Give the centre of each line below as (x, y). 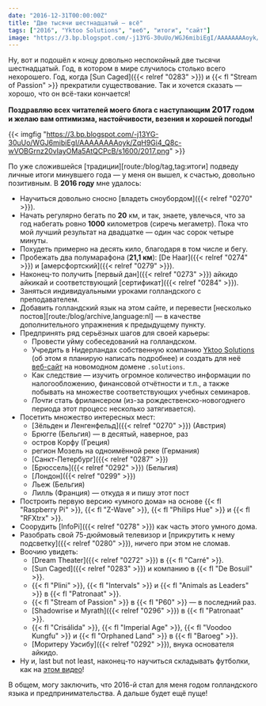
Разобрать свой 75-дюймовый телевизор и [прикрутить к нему (127, 535)
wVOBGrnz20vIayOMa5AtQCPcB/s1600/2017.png (89, 151)
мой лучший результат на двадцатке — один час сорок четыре (127, 232)
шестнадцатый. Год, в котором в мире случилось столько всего (117, 69)
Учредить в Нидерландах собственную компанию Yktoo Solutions (143, 350)
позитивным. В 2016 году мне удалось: (75, 184)
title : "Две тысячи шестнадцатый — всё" (76, 23)
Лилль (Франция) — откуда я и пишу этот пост (110, 493)
